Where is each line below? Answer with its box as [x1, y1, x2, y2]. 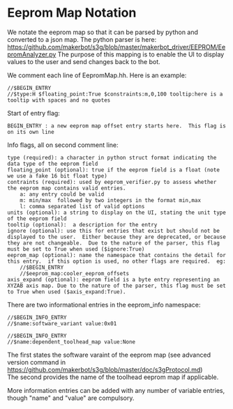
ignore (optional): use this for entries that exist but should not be [7, 227, 220, 234]
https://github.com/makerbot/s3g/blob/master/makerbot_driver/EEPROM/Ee [7, 43, 226, 51]
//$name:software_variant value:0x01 [7, 320, 117, 327]
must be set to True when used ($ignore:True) [7, 245, 145, 252]
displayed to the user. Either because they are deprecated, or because [7, 233, 227, 240]
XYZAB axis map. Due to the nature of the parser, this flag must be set [7, 282, 227, 289]
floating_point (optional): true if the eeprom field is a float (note [7, 166, 220, 173]
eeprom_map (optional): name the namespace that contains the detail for [7, 252, 227, 258]
